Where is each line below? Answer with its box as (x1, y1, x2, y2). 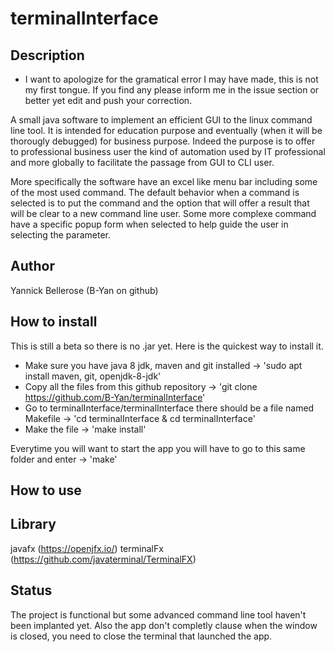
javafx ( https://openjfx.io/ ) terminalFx (10, 542, 164, 554)
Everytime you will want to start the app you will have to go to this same (10, 442, 306, 454)
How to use (10, 482, 82, 499)
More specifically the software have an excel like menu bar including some (10, 176, 318, 187)
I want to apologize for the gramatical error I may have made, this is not (24, 73, 319, 85)
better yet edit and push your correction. (24, 95, 193, 106)
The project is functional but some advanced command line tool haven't (10, 608, 307, 621)
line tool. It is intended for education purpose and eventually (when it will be (10, 125, 323, 136)
